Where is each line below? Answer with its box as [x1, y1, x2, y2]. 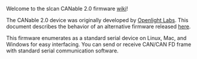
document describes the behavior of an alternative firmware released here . [6, 23, 191, 30]
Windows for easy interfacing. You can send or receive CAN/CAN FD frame [6, 41, 192, 48]
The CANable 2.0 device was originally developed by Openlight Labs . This [6, 17, 189, 23]
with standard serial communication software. [6, 47, 119, 54]
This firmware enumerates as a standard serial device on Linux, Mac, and [6, 35, 187, 41]
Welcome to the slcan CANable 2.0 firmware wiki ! [6, 5, 128, 12]
